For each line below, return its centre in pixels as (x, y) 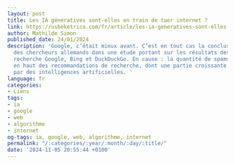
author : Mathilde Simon (42, 33)
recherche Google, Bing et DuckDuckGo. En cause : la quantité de (112, 59)
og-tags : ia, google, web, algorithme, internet (79, 137)
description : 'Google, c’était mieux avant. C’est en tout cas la (106, 46)
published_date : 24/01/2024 (48, 40)
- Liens (19, 91)
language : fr (26, 79)
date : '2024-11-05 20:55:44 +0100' (59, 150)
